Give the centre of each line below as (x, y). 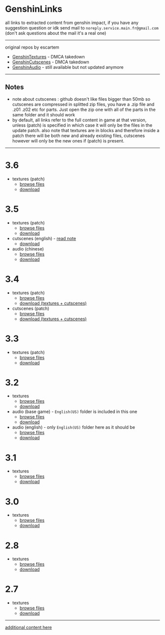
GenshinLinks (34, 9)
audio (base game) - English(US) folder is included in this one (75, 412)
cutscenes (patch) (31, 308)
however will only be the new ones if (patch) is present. (68, 140)
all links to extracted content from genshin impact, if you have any (72, 23)
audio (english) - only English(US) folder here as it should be (73, 427)
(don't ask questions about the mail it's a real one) (56, 33)
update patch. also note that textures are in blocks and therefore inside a (86, 130)
